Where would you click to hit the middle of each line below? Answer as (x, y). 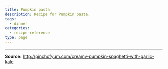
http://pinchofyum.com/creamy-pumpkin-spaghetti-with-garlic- (89, 56)
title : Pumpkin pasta (28, 10)
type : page (16, 38)
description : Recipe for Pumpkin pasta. (48, 14)
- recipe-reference (30, 33)
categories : (17, 28)
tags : (11, 19)
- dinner (19, 24)
